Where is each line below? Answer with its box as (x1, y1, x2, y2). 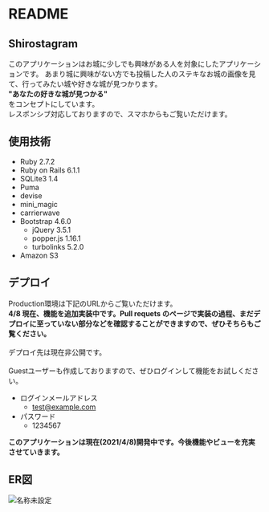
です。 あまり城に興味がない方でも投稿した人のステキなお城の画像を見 (22, 69, 256, 79)
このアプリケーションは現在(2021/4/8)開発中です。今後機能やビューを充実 (8, 437, 255, 446)
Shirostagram (8, 37, 79, 51)
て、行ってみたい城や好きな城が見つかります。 (8, 79, 162, 88)
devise (19, 190, 43, 201)
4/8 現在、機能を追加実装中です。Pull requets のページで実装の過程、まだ (8, 308, 255, 318)
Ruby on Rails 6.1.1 (19, 165, 80, 175)
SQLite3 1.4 (19, 173, 59, 183)
